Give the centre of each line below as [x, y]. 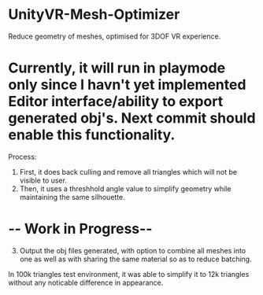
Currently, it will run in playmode [117, 68]
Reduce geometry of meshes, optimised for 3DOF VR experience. [115, 36]
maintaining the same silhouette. [72, 197]
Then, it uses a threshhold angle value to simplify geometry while [125, 188]
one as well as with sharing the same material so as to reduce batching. [135, 259]
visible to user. [43, 180]
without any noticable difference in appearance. [86, 282]
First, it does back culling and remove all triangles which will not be [128, 171]
